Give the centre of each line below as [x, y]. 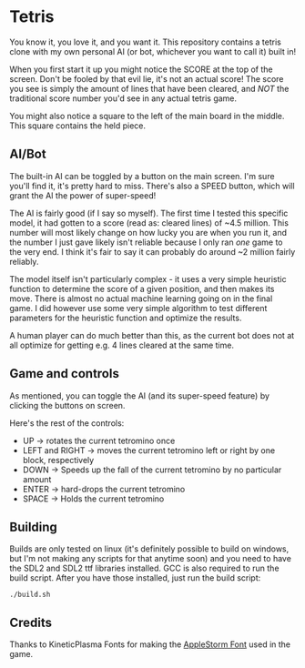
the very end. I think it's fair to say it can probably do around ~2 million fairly [152, 251]
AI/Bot [28, 154]
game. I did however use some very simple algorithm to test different [138, 308]
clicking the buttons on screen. [67, 405]
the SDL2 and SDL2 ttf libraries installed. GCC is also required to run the [144, 568]
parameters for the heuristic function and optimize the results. [126, 318]
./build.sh [30, 595]
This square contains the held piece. [78, 126]
